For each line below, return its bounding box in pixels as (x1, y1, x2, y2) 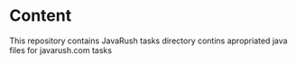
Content (9, 5, 72, 26)
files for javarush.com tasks (9, 44, 113, 55)
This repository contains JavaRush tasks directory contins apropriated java (9, 35, 288, 46)
